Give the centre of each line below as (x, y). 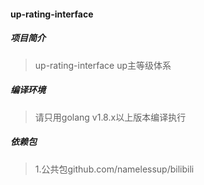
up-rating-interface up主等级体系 (103, 65)
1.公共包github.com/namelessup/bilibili (114, 169)
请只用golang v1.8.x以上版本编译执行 (110, 117)
